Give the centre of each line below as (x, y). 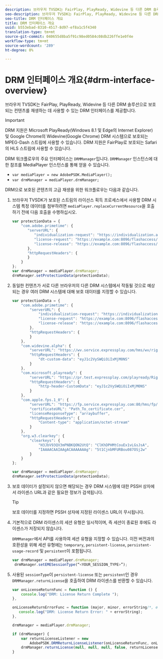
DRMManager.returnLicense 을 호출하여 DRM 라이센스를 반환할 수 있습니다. (82, 580)
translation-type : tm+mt (30, 32)
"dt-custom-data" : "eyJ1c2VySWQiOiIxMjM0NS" (84, 360)
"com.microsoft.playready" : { (51, 373)
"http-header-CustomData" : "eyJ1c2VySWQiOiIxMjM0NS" (92, 386)
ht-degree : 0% (19, 50)
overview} (26, 91)
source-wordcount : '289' (30, 46)
